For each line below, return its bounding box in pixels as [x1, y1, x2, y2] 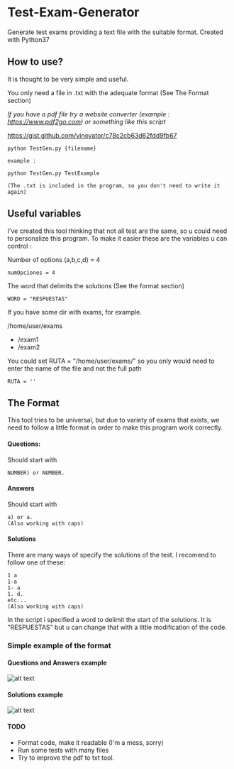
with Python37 [7, 35, 50, 43]
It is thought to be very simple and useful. [7, 75, 129, 83]
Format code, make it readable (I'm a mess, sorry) [17, 738, 165, 746]
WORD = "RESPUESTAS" [7, 295, 69, 302]
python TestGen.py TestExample [7, 170, 100, 177]
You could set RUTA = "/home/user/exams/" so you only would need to [7, 356, 215, 365]
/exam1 [17, 335, 39, 344]
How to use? [7, 56, 64, 68]
